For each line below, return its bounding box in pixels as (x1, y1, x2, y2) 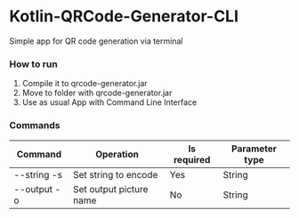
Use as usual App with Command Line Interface (21, 97, 198, 108)
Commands (9, 119, 61, 132)
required (173, 153, 211, 166)
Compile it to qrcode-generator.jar (21, 78, 149, 89)
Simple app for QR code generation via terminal (9, 36, 183, 46)
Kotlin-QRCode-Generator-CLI (9, 6, 238, 27)
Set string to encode (72, 168, 158, 181)
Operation (94, 148, 140, 160)
